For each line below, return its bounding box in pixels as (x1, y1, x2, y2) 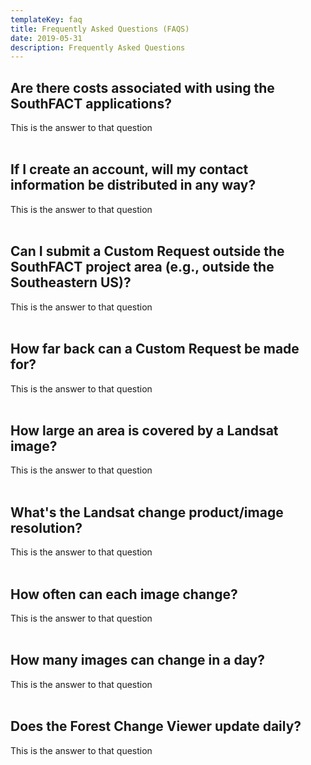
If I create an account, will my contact (10, 161, 249, 178)
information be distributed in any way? (10, 177, 257, 194)
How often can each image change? (10, 586, 238, 603)
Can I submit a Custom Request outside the (10, 243, 285, 260)
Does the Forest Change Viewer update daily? (10, 718, 302, 735)
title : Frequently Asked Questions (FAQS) (10, 24, 190, 34)
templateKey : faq (10, 14, 83, 25)
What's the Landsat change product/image (10, 504, 284, 521)
